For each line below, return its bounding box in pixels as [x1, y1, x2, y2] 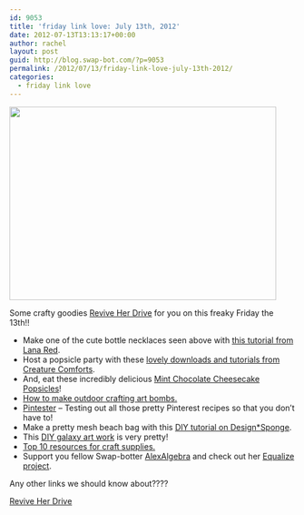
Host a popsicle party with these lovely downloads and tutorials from [22, 354, 280, 365]
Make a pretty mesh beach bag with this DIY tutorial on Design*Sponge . [22, 421, 292, 432]
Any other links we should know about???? [9, 478, 169, 489]
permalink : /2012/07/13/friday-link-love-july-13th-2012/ [9, 65, 233, 74]
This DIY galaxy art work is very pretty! [22, 431, 169, 442]
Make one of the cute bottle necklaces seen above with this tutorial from [22, 334, 294, 346]
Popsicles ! [22, 383, 62, 394]
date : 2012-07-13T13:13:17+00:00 [9, 30, 136, 39]
